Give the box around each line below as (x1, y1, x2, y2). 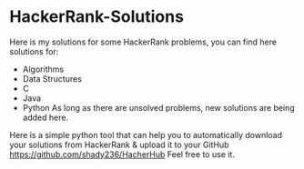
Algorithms (22, 64, 65, 75)
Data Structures (22, 73, 82, 84)
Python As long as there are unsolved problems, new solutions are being (22, 102, 295, 113)
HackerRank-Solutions (9, 6, 185, 27)
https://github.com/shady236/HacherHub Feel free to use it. (9, 148, 235, 160)
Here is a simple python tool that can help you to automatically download (9, 129, 283, 140)
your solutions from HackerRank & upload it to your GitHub (9, 139, 229, 150)
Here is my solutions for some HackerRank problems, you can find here (9, 36, 278, 47)
